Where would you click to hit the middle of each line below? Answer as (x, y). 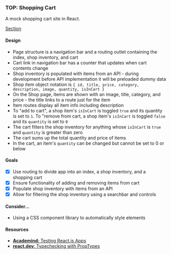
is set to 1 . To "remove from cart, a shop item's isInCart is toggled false (89, 116)
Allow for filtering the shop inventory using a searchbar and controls (84, 194)
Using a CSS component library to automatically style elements (79, 218)
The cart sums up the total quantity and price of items (69, 137)
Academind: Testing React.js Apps (50, 241)
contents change (30, 68)
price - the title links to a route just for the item (62, 100)
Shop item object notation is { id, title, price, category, (76, 84)
